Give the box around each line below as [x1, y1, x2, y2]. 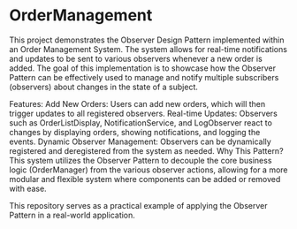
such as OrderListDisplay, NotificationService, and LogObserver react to [9, 117, 272, 128]
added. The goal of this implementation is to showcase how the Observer [9, 63, 277, 73]
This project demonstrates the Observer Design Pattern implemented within [9, 34, 285, 45]
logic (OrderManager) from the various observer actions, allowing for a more [9, 164, 288, 175]
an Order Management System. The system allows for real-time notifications [9, 43, 287, 54]
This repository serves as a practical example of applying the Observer [9, 200, 268, 210]
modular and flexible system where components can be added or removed [9, 173, 281, 184]
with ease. [9, 183, 47, 194]
